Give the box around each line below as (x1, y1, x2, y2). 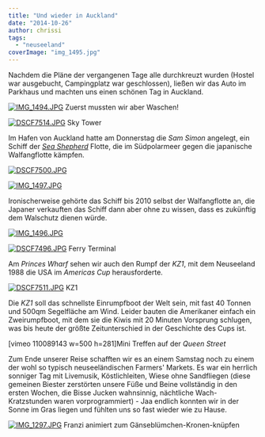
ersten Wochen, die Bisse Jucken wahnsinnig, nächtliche (8, 388, 194, 397)
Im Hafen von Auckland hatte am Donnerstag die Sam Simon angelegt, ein (8, 133, 250, 143)
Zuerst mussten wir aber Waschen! (65, 102, 180, 112)
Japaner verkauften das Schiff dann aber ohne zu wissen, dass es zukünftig (8, 205, 256, 214)
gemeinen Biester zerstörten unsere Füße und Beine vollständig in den (8, 380, 237, 389)
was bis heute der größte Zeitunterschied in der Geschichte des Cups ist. (8, 324, 247, 333)
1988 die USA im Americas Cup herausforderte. (8, 267, 164, 277)
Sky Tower (66, 118, 102, 127)
